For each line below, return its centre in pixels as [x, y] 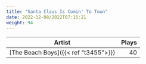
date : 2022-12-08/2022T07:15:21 [46, 17]
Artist [62, 43]
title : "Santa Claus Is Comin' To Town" [57, 12]
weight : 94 [20, 23]
